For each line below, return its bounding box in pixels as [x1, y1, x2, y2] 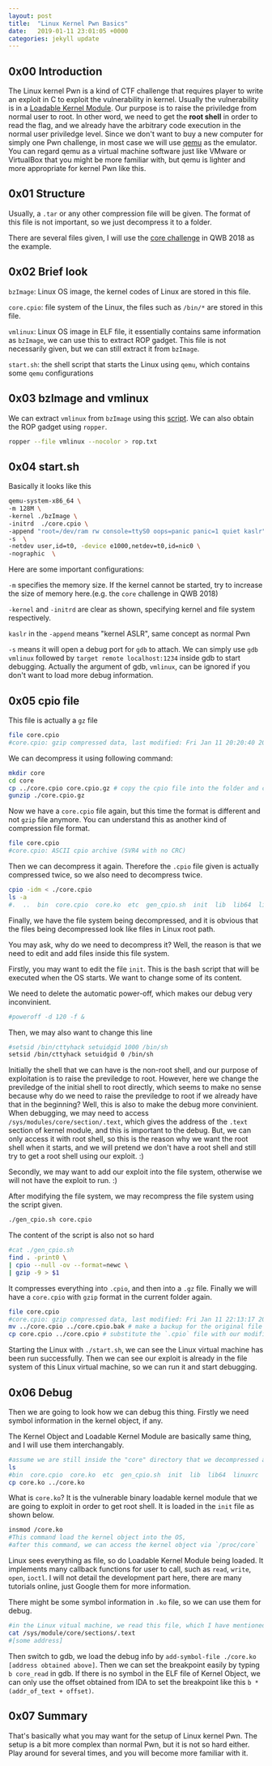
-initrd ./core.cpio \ [8, 520, 89, 528]
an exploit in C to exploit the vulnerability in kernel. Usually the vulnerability [8, 95, 259, 105]
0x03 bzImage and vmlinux [8, 392, 149, 405]
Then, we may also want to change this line [8, 1027, 153, 1037]
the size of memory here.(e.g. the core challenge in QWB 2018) [8, 589, 219, 598]
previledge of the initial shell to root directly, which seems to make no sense [8, 1082, 261, 1092]
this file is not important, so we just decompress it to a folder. [8, 216, 212, 227]
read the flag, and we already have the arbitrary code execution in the [8, 121, 241, 131]
